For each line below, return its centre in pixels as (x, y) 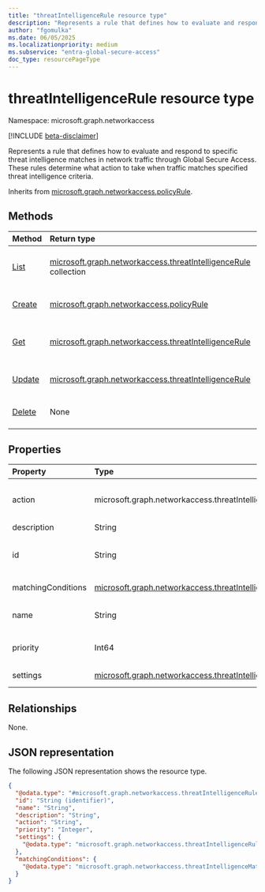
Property (29, 472)
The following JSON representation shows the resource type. (108, 771)
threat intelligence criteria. (51, 176)
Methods (31, 217)
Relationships (43, 708)
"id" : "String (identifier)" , (65, 800)
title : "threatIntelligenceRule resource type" (88, 15)
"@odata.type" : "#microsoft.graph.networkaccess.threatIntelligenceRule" (139, 793)
